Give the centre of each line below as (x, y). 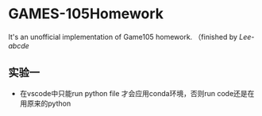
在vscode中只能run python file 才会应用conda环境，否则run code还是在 (137, 93)
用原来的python (45, 103)
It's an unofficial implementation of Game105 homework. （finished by (123, 37)
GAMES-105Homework (86, 14)
